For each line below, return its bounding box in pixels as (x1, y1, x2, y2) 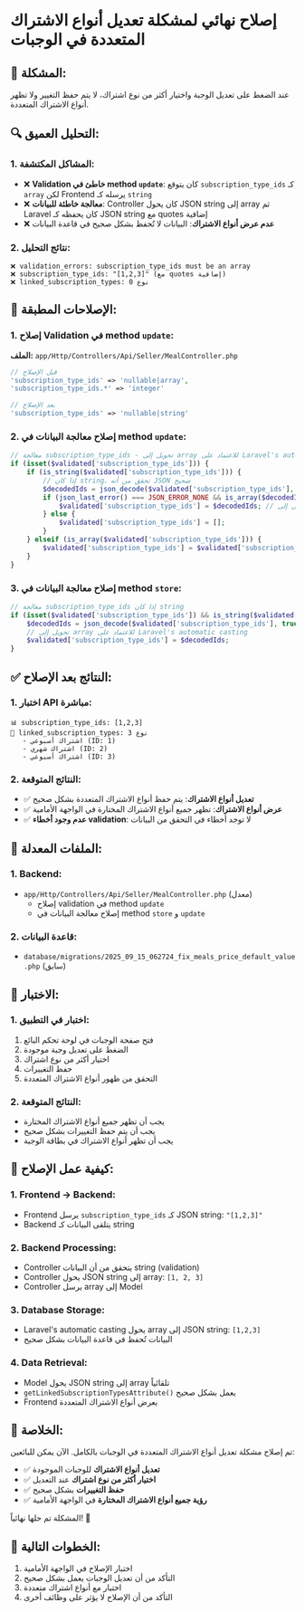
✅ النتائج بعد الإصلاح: (10, 669, 112, 684)
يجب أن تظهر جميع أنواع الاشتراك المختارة (23, 1116, 166, 1127)
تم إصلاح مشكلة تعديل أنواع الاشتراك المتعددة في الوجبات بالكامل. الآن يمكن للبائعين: (10, 1446, 295, 1457)
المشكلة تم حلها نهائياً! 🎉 (10, 1512, 91, 1523)
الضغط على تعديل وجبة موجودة (23, 1044, 129, 1054)
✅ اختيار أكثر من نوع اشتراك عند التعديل (23, 1474, 157, 1485)
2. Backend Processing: (10, 1241, 117, 1254)
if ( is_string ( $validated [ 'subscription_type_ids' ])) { (26, 468, 243, 477)
